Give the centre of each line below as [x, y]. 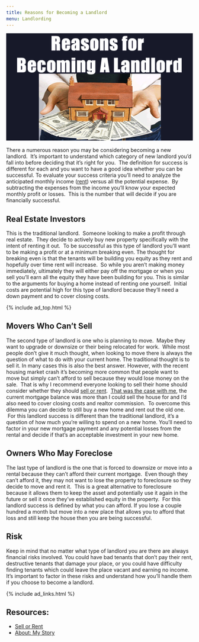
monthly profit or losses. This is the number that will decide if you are [91, 194]
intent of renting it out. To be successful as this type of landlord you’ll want [98, 246]
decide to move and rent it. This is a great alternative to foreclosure [89, 486]
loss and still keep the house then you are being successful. [79, 518]
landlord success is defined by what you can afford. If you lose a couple [94, 505]
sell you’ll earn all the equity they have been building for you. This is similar [98, 278]
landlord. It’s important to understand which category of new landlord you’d [99, 156]
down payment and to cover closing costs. [58, 296]
